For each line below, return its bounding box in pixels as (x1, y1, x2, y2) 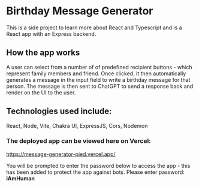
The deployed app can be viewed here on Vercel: (6, 137, 151, 145)
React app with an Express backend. (6, 30, 97, 37)
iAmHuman (6, 174, 35, 182)
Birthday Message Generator (6, 4, 153, 18)
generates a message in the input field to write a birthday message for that (6, 76, 191, 83)
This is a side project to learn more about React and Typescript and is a (6, 24, 182, 31)
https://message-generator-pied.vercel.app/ (6, 151, 116, 158)
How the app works (6, 48, 80, 58)
